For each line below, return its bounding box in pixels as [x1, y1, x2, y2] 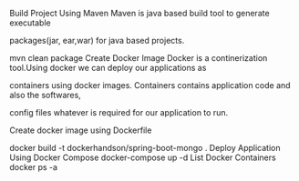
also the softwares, [9, 90, 82, 100]
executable [9, 17, 52, 28]
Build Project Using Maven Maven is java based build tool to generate [9, 8, 271, 18]
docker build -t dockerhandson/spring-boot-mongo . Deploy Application [9, 143, 281, 153]
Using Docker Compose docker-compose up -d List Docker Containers [9, 152, 276, 163]
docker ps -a [9, 162, 57, 172]
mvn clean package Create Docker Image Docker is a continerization [9, 53, 268, 63]
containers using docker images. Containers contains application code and [9, 80, 291, 90]
